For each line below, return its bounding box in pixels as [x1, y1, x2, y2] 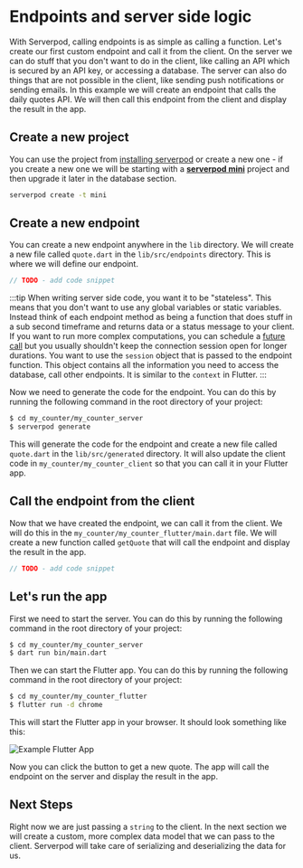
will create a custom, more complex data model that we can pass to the [9, 830, 276, 842]
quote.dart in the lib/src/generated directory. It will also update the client [9, 448, 287, 459]
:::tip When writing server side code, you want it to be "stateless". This [9, 292, 272, 304]
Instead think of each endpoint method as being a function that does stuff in [9, 312, 293, 323]
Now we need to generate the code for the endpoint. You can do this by [9, 387, 277, 398]
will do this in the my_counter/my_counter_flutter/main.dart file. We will [9, 527, 278, 538]
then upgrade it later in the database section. [9, 173, 177, 184]
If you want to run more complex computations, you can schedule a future [9, 331, 286, 342]
